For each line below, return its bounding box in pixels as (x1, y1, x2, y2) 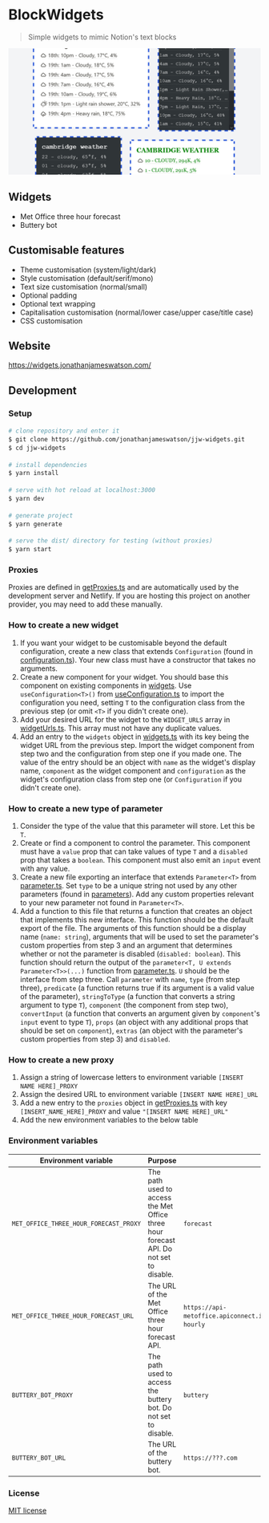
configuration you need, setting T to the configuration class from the (19, 697, 246, 707)
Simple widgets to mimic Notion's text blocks (27, 32, 177, 42)
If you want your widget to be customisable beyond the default (19, 638, 227, 648)
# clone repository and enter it (8, 427, 120, 435)
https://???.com (183, 1454, 238, 1462)
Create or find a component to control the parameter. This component (19, 839, 251, 848)
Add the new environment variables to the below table (19, 1115, 199, 1125)
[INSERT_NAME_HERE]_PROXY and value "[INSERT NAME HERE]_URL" (19, 1107, 229, 1116)
